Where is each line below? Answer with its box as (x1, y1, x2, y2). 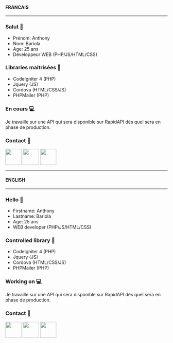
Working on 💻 (5, 278, 42, 285)
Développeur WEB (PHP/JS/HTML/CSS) (12, 51, 98, 58)
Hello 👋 (5, 196, 24, 203)
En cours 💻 (5, 105, 35, 112)
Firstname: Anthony (12, 207, 55, 214)
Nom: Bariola (12, 40, 41, 46)
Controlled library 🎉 (5, 237, 55, 244)
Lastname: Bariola (12, 213, 51, 219)
